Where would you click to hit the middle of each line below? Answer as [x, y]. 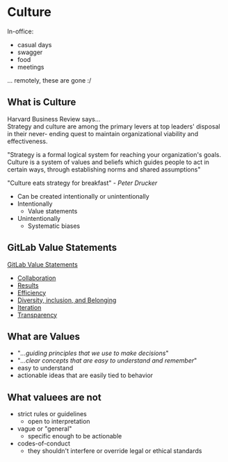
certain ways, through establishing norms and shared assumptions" [104, 169]
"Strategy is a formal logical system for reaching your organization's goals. [114, 154]
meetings [31, 67]
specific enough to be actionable [75, 436]
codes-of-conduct [44, 444]
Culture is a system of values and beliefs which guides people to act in [108, 162]
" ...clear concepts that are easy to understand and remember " [107, 361]
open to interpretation [59, 422]
